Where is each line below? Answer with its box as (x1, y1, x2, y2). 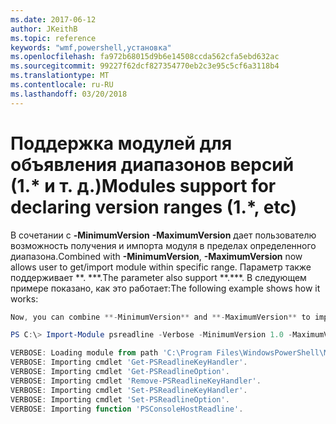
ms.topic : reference (10, 33, 97, 43)
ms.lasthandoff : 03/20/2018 (10, 89, 128, 99)
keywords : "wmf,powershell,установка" (10, 42, 172, 53)
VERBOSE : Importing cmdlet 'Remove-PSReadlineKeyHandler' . (10, 376, 262, 386)
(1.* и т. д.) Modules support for (10, 174, 277, 197)
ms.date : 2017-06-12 (10, 14, 97, 25)
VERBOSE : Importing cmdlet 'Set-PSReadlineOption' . (10, 394, 230, 405)
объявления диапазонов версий (10, 153, 295, 176)
